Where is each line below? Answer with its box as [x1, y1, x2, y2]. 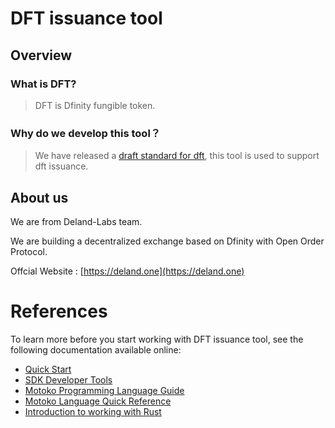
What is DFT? [10, 77, 77, 91]
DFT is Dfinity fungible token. [34, 99, 156, 111]
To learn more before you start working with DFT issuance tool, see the [10, 333, 304, 345]
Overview [10, 47, 73, 64]
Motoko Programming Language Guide [24, 384, 185, 396]
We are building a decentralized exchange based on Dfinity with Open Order [10, 235, 325, 247]
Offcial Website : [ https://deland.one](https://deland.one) [10, 265, 245, 277]
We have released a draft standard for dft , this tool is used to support [34, 150, 320, 162]
